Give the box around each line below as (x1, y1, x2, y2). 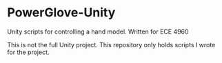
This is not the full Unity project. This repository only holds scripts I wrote (7, 40, 216, 49)
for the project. (7, 48, 50, 56)
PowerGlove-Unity (7, 5, 116, 21)
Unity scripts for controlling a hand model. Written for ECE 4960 (7, 27, 189, 36)
